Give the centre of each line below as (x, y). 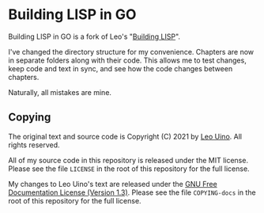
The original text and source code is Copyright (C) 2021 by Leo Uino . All (125, 136)
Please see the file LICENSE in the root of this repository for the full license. (129, 169)
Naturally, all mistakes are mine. (60, 92)
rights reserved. (34, 145)
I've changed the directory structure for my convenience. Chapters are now (131, 51)
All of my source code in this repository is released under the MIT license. (128, 160)
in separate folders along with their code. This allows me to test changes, (127, 60)
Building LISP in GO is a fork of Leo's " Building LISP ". (94, 36)
